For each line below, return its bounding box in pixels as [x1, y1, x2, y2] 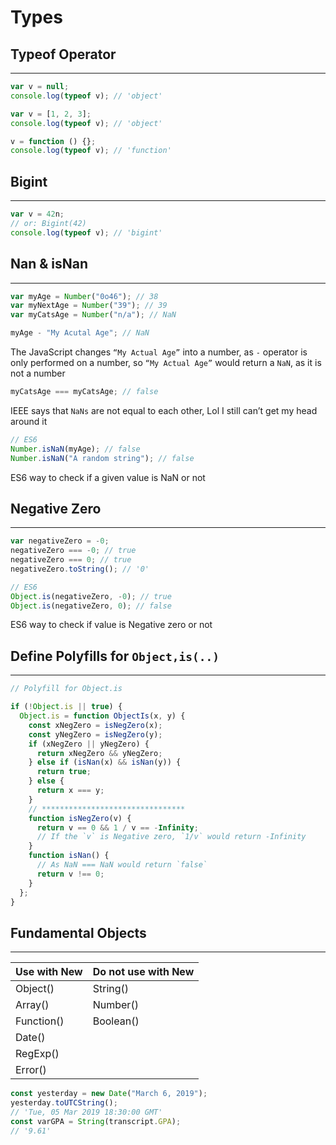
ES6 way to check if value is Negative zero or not [10, 619, 213, 631]
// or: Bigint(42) [10, 218, 87, 228]
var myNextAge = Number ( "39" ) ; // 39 [10, 301, 168, 311]
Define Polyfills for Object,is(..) [10, 647, 220, 665]
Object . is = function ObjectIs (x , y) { [19, 711, 186, 721]
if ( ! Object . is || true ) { [10, 702, 123, 712]
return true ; [36, 767, 92, 777]
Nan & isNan [10, 256, 89, 273]
